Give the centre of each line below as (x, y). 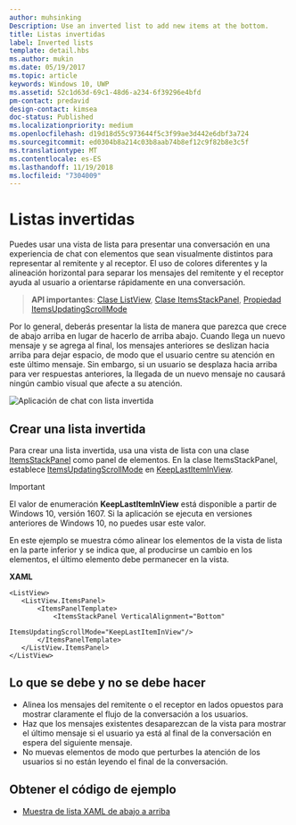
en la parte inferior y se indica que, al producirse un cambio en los (131, 550)
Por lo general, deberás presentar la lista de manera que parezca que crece (148, 326)
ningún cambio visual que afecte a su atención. (96, 383)
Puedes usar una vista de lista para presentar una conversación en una (140, 244)
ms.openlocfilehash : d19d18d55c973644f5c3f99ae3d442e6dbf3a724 (129, 134)
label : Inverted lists (51, 42)
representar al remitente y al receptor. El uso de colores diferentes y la (138, 264)
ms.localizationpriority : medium (71, 126)
